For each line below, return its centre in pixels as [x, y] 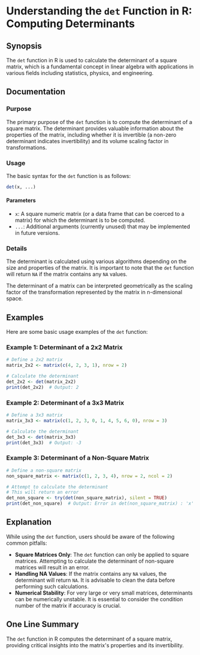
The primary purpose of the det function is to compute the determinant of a [99, 122]
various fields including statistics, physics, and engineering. [80, 73]
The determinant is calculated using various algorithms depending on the [96, 261]
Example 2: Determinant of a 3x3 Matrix [65, 403]
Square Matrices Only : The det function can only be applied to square [102, 554]
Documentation [36, 92]
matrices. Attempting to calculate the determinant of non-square [94, 561]
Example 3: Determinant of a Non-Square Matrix [78, 458]
